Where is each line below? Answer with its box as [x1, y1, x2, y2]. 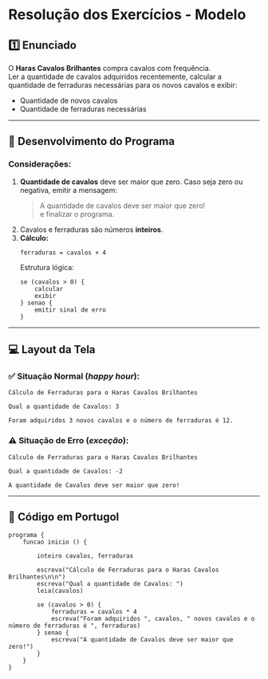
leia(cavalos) [37, 587, 84, 595]
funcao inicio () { [22, 538, 88, 547]
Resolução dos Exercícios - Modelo [8, 6, 246, 24]
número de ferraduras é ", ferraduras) [8, 622, 141, 630]
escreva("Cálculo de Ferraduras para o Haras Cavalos [37, 566, 219, 575]
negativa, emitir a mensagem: [19, 185, 118, 194]
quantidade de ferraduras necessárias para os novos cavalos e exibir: [8, 80, 238, 89]
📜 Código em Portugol [8, 510, 120, 524]
